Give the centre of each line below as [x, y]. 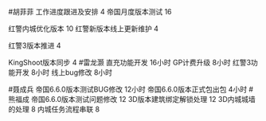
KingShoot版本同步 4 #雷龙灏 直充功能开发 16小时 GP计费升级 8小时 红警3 [130, 62]
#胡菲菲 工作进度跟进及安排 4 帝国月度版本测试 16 [90, 12]
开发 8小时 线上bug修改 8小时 [64, 72]
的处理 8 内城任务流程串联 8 [54, 109]
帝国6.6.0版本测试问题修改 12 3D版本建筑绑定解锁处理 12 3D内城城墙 [143, 99]
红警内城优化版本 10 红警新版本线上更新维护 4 [84, 29]
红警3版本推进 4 [35, 45]
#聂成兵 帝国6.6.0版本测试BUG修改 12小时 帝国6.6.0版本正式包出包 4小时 [128, 89]
